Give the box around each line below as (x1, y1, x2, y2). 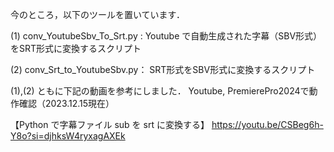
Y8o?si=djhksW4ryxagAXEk (10, 130, 126, 142)
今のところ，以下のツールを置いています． (10, 9, 186, 20)
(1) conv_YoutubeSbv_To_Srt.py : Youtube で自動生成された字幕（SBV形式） (10, 30, 323, 42)
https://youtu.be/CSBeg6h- (211, 119, 324, 130)
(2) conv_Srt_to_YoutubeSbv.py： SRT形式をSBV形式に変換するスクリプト (10, 64, 316, 75)
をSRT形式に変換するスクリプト (10, 43, 142, 54)
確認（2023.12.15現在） (18, 98, 115, 109)
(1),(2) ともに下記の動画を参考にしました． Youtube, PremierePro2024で (10, 85, 310, 97)
